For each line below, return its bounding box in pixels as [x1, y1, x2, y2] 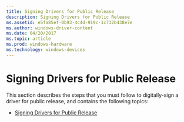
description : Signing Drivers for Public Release [6, 14, 131, 20]
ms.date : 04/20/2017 [6, 30, 57, 36]
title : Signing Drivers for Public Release [6, 8, 115, 15]
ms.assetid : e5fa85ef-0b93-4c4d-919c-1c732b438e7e [6, 19, 133, 25]
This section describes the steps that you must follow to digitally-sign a [6, 91, 179, 99]
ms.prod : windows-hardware [6, 42, 72, 48]
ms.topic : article [6, 36, 51, 42]
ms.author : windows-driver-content [6, 25, 93, 31]
